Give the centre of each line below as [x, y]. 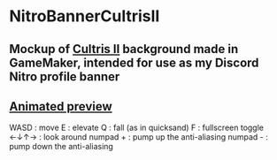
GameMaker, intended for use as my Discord [134, 62]
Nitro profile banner [65, 76]
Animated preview [61, 107]
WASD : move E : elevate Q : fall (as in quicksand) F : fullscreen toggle [136, 128]
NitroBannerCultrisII [85, 16]
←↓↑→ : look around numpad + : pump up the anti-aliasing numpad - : [138, 137]
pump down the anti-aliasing [61, 147]
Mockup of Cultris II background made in [124, 49]
